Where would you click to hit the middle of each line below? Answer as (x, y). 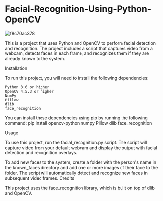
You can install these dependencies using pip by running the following (77, 118)
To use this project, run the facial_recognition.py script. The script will (76, 142)
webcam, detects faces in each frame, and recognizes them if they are (77, 53)
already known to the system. (35, 58)
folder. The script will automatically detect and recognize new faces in (77, 173)
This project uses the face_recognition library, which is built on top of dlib (80, 188)
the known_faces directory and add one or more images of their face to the (81, 167)
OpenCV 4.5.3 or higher (30, 91)
